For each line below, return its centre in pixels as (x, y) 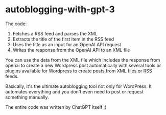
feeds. (12, 76)
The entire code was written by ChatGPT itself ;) (56, 107)
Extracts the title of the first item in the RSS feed (63, 39)
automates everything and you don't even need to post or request (75, 91)
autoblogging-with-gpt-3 (60, 9)
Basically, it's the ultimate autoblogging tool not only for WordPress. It (79, 86)
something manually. (27, 97)
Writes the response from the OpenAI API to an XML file (71, 50)
